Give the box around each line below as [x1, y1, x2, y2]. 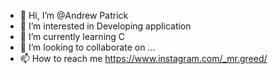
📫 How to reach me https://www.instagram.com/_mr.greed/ [19, 53, 268, 64]
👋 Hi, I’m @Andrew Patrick [19, 10, 129, 21]
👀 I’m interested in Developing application [19, 20, 192, 32]
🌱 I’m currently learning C [19, 31, 126, 42]
